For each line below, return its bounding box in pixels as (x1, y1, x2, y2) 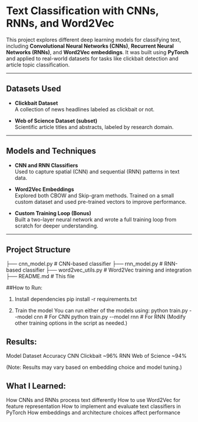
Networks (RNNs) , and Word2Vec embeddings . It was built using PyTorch (6, 48, 189, 55)
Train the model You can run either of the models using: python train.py (14, 307, 189, 314)
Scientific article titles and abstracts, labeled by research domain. (14, 123, 174, 130)
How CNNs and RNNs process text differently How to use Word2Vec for (6, 397, 181, 403)
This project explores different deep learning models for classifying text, (6, 36, 181, 43)
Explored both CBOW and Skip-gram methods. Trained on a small (14, 192, 174, 199)
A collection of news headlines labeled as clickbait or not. (14, 105, 155, 113)
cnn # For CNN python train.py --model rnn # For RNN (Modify (33, 314, 186, 321)
